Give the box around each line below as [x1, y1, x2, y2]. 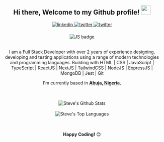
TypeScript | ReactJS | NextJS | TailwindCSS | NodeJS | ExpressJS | [11, 65, 153, 71]
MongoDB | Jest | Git [60, 70, 104, 76]
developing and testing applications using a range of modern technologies [5, 54, 159, 60]
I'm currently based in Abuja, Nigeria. [42, 80, 122, 86]
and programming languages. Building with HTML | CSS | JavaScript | [10, 59, 154, 65]
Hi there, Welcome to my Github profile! [13, 8, 140, 17]
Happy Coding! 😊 [62, 131, 102, 137]
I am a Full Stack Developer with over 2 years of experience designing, [9, 49, 155, 55]
